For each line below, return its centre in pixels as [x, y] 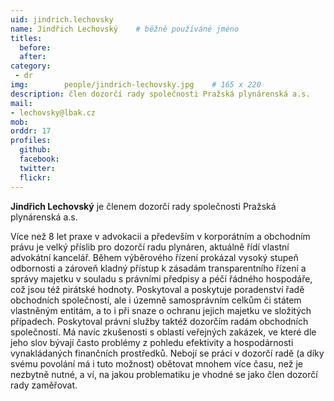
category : [31, 66]
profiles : [31, 141]
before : [35, 47]
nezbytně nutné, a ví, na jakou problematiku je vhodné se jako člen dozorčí [164, 374]
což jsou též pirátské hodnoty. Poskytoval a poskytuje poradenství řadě [157, 289]
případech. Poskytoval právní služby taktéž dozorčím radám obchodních [159, 321]
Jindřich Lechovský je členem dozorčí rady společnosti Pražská [143, 206]
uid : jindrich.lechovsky [62, 19]
